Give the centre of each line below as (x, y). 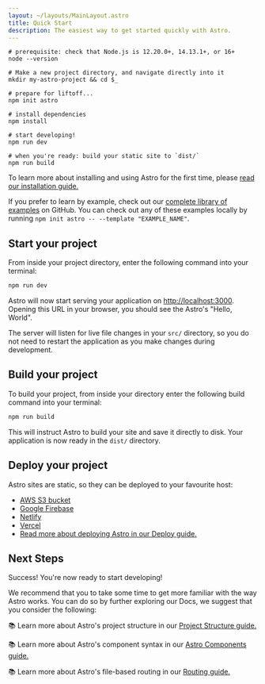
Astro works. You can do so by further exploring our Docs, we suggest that (130, 601)
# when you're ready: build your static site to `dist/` (104, 156)
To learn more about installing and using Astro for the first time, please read (131, 178)
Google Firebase (47, 508)
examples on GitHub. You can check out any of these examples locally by (128, 210)
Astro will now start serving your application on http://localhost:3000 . (121, 301)
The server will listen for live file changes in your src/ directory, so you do (129, 333)
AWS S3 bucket (45, 500)
